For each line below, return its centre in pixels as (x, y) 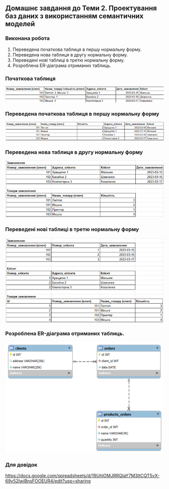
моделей (20, 24)
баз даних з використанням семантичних (74, 16)
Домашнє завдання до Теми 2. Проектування (81, 8)
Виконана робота (28, 38)
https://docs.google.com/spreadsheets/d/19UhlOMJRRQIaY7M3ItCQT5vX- (82, 476)
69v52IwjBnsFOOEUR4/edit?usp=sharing (48, 481)
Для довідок (21, 465)
